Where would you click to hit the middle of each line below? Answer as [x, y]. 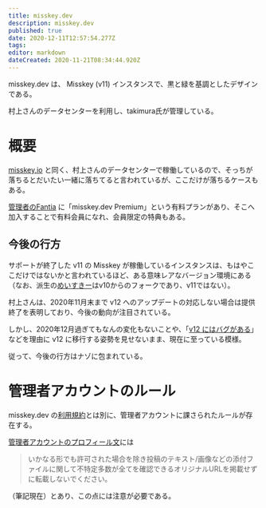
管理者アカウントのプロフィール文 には [71, 442]
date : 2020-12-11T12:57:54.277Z [62, 38]
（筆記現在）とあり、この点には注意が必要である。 [92, 495]
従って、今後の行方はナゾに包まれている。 [78, 355]
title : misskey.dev [41, 16]
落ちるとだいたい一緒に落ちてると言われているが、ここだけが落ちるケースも [133, 180]
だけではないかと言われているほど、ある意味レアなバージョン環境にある [133, 275]
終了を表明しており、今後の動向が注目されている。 [92, 312]
